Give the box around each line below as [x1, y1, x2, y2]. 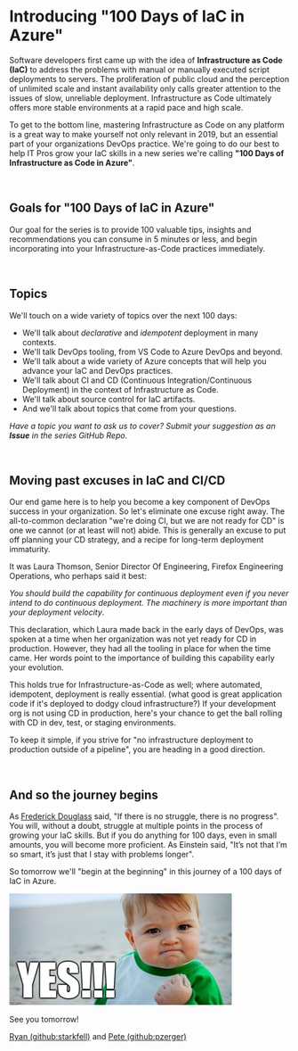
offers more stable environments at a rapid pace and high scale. [9, 102, 244, 112]
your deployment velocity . [9, 607, 105, 617]
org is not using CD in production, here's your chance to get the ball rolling [9, 708, 283, 719]
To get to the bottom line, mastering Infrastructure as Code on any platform [9, 119, 285, 130]
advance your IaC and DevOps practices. [21, 365, 173, 376]
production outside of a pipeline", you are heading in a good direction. [9, 744, 265, 755]
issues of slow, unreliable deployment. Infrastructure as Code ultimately [9, 92, 272, 103]
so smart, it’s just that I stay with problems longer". [9, 849, 195, 860]
